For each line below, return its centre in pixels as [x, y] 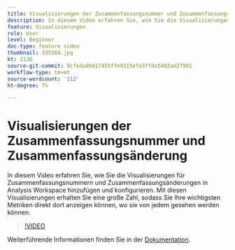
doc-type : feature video [43, 46]
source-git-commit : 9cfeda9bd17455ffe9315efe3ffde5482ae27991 [100, 66]
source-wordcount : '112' [43, 79]
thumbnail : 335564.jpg [40, 53]
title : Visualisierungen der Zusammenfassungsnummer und [92, 14]
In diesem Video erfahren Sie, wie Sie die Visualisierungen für [96, 175]
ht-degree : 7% [28, 85]
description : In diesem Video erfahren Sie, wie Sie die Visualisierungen [119, 20]
